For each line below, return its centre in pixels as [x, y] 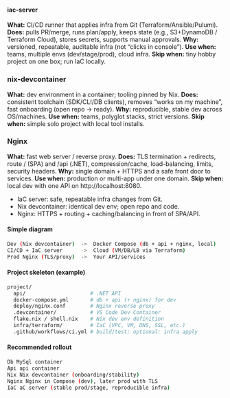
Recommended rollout [39, 347]
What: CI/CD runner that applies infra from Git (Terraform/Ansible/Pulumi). [113, 25]
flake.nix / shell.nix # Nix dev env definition [89, 319]
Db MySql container [35, 362]
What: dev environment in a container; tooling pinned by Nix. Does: [103, 94]
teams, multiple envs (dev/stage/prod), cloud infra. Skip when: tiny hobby [112, 54]
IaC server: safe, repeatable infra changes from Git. [90, 199]
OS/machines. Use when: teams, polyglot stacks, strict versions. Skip [106, 116]
